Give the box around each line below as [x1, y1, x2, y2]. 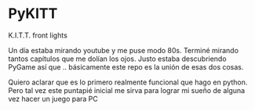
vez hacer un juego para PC [8, 94, 98, 103]
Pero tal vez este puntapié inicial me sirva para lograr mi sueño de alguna [8, 85, 246, 95]
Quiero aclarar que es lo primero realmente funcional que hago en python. [8, 77, 248, 87]
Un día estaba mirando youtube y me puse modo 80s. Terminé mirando [8, 45, 239, 55]
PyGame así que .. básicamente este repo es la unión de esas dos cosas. [8, 62, 244, 71]
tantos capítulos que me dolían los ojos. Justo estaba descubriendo [8, 54, 227, 63]
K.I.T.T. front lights [8, 30, 68, 40]
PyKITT [8, 5, 58, 23]
